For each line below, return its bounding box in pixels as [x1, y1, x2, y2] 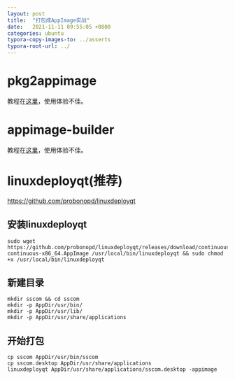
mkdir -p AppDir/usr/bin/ [7, 302, 83, 309]
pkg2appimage [7, 73, 97, 89]
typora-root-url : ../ [7, 43, 71, 50]
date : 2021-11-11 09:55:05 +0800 [7, 23, 111, 30]
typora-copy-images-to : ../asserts [7, 36, 111, 43]
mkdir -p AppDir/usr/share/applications [7, 314, 127, 321]
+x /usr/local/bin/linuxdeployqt [7, 256, 105, 263]
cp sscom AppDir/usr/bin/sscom [7, 354, 99, 361]
